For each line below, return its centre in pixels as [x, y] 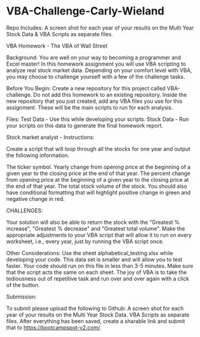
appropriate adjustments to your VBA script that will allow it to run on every [99, 235]
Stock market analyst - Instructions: [50, 137]
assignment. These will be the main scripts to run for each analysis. [89, 107]
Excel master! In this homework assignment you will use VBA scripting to [96, 64]
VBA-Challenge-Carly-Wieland [85, 11]
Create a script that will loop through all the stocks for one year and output [98, 149]
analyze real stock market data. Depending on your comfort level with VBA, [99, 70]
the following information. [38, 155]
